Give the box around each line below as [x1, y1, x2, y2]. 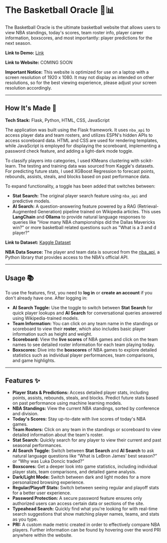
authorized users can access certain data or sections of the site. [12, 501, 145, 507]
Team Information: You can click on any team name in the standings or [12, 320, 159, 326]
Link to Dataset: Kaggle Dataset [5, 239, 71, 245]
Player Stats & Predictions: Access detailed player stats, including [12, 389, 149, 396]
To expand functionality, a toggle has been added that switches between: [5, 183, 156, 189]
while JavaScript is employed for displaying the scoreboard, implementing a [5, 143, 161, 149]
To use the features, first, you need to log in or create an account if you [5, 289, 153, 295]
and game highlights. [12, 357, 56, 363]
